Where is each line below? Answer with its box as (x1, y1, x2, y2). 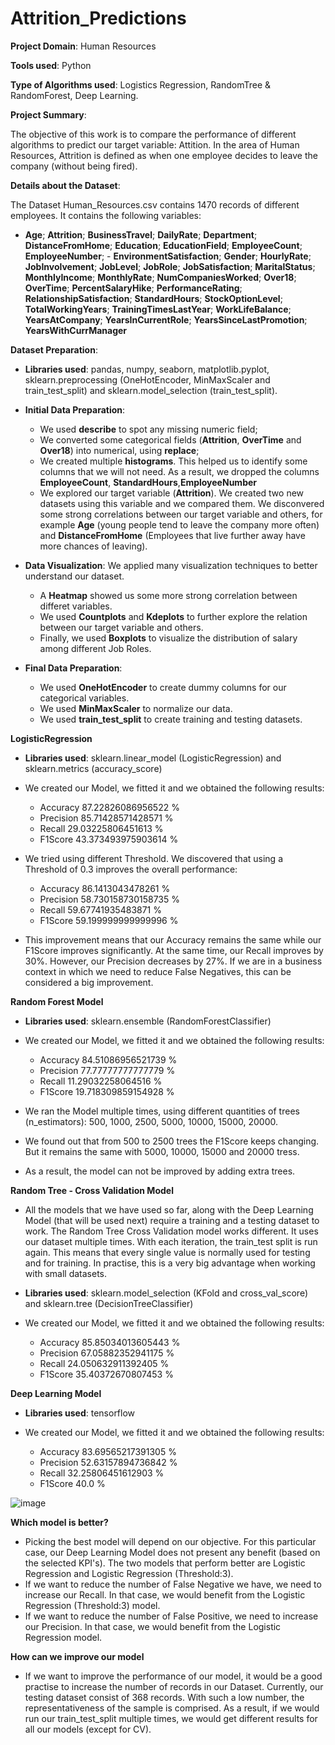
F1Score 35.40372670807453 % (39, 1368, 174, 1380)
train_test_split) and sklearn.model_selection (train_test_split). (24, 384, 278, 396)
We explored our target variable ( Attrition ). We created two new (39, 487, 305, 499)
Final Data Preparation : (24, 662, 123, 674)
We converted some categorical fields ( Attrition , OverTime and (39, 433, 302, 446)
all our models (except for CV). (24, 1723, 152, 1735)
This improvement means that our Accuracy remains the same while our (24, 933, 322, 946)
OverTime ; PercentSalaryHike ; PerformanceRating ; (24, 282, 243, 294)
